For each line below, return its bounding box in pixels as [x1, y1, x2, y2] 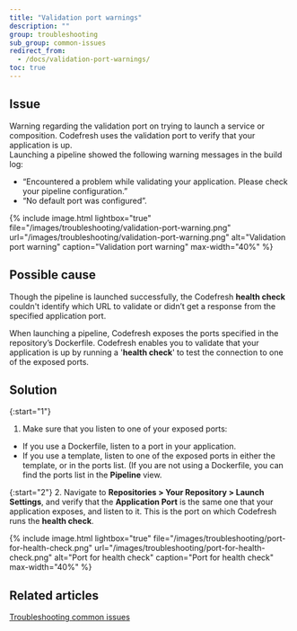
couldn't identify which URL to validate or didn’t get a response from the [9, 300, 276, 311]
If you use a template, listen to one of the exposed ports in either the [22, 450, 275, 461]
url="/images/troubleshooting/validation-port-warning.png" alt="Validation [9, 231, 286, 243]
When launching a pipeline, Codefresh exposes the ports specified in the [9, 327, 279, 338]
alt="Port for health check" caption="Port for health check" [54, 552, 275, 563]
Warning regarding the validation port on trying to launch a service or [9, 120, 266, 131]
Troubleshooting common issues [9, 612, 130, 623]
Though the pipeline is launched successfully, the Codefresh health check [9, 291, 285, 302]
